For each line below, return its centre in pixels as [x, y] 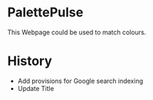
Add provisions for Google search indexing [80, 81]
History [30, 61]
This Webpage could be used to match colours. [77, 32]
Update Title [36, 88]
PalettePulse [46, 12]
